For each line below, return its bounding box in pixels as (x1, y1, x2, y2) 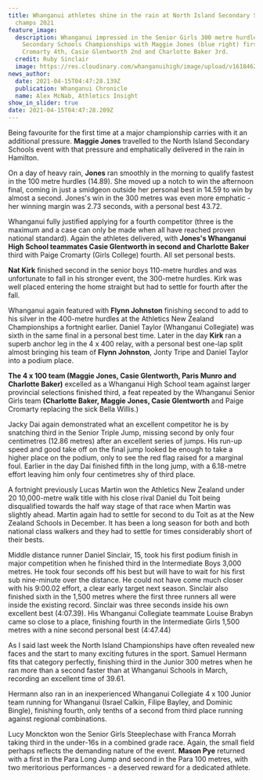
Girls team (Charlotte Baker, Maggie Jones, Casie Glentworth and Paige (8, 396, 244, 405)
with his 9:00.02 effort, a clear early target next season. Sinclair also (8, 584, 229, 593)
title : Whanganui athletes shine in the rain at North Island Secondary (8, 11, 250, 20)
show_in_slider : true (8, 99, 79, 107)
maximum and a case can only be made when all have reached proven (8, 225, 236, 234)
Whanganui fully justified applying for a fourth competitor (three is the (8, 217, 233, 226)
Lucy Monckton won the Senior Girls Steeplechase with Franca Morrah (8, 730, 236, 738)
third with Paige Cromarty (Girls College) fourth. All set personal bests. (8, 251, 236, 259)
